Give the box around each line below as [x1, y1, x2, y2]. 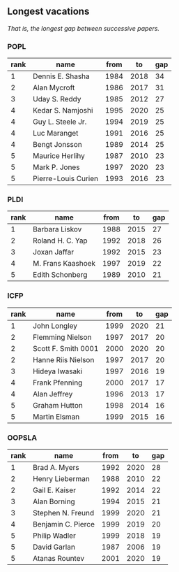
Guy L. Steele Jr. [32, 117, 87, 127]
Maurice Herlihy [32, 151, 86, 161]
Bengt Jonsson [32, 140, 82, 150]
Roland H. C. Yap [32, 236, 88, 245]
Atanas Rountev [32, 554, 85, 563]
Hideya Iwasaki [32, 366, 83, 376]
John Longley [32, 321, 78, 331]
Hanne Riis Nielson [32, 355, 95, 364]
